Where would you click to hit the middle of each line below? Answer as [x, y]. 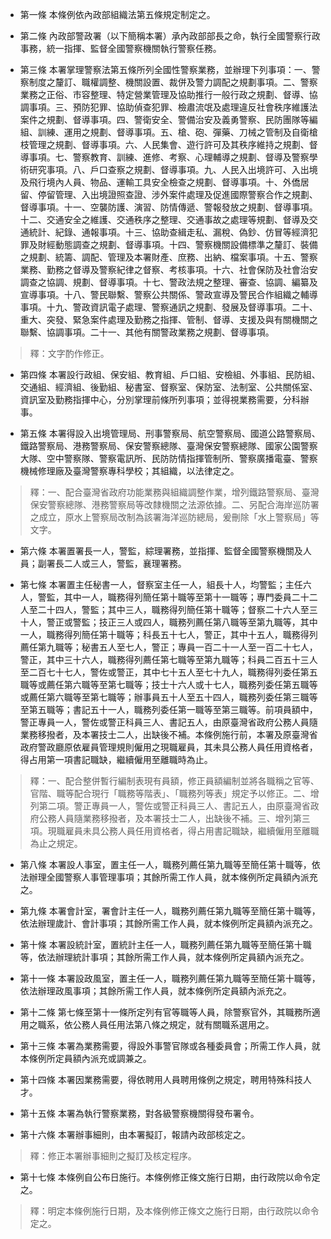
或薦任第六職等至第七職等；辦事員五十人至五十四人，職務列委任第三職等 [168, 697]
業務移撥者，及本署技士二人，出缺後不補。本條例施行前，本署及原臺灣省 [168, 734]
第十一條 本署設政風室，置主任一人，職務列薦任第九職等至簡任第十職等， [170, 978]
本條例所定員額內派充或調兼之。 [85, 1058]
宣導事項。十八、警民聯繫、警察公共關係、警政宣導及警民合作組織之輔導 [168, 294]
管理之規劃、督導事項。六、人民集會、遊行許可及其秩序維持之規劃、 [169, 144]
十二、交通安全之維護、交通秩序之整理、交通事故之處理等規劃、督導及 [164, 219]
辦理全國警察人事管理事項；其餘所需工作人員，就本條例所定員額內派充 [173, 877]
